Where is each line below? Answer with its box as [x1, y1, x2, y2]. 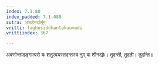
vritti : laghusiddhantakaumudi [6, 24, 83, 31]
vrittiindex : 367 [6, 30, 49, 36]
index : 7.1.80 [6, 8, 41, 15]
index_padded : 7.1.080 [6, 14, 62, 20]
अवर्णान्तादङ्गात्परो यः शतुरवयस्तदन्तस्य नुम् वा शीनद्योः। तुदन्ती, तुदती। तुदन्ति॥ [6, 51, 154, 58]
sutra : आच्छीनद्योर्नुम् [6, 19, 46, 25]
